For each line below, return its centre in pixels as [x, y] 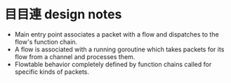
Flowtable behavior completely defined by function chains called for [113, 64]
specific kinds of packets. [52, 72]
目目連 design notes [63, 14]
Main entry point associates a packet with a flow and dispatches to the [117, 34]
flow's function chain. [46, 41]
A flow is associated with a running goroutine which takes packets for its [119, 49]
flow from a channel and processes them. [75, 56]
